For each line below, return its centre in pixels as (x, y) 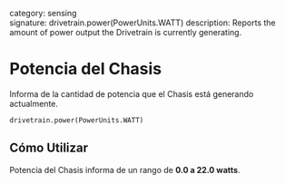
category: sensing (43, 13)
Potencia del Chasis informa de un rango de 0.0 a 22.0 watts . (125, 169)
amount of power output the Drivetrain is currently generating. (126, 32)
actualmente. (34, 103)
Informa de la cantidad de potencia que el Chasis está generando (132, 93)
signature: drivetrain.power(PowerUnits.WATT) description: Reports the (143, 23)
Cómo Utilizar (49, 148)
